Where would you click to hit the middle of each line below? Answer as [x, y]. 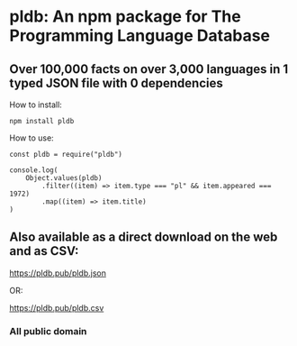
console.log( [34, 170]
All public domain [48, 331]
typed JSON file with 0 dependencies [116, 83]
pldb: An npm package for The [125, 17]
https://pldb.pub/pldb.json [58, 273]
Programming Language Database [140, 36]
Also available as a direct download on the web [144, 237]
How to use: [31, 138]
